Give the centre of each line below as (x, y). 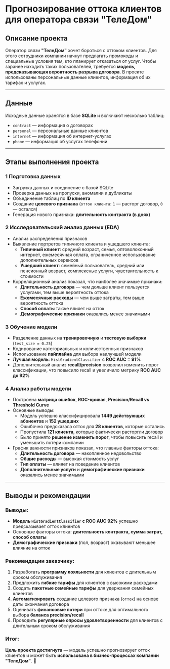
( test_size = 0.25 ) (32, 343)
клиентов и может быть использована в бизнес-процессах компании (82, 655)
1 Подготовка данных (33, 177)
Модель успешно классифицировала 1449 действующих (82, 416)
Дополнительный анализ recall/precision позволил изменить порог (86, 365)
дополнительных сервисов (49, 260)
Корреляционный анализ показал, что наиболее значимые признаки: (88, 281)
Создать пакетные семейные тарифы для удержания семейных (83, 588)
